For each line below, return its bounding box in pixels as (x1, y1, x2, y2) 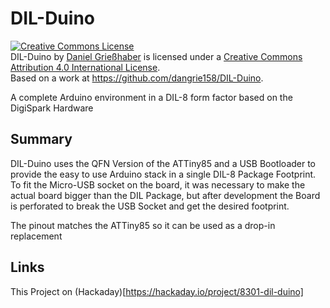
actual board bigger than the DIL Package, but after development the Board (10, 189, 321, 201)
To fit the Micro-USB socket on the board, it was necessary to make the (10, 178, 306, 191)
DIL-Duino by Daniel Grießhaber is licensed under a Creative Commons (10, 50, 303, 62)
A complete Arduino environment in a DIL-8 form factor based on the (10, 91, 293, 103)
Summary (10, 131, 73, 148)
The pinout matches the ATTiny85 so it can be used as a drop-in (10, 219, 276, 231)
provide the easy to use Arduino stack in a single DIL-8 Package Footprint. (10, 168, 317, 180)
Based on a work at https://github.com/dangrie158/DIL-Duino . (10, 72, 264, 84)
